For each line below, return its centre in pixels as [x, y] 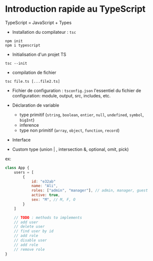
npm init [14, 41]
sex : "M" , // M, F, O [53, 200]
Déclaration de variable [36, 105]
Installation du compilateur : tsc [44, 32]
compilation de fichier [34, 72]
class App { [17, 167]
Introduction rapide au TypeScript [75, 9]
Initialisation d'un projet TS [39, 54]
